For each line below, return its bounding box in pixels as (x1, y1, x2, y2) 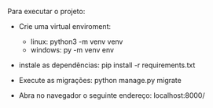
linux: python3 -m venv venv (30, 37, 123, 46)
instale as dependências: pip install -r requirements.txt (18, 60, 196, 70)
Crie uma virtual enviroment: (18, 22, 112, 31)
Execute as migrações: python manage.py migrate (18, 76, 182, 85)
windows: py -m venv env (30, 45, 115, 54)
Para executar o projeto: (7, 7, 86, 16)
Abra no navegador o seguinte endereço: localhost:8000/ (18, 91, 205, 100)
